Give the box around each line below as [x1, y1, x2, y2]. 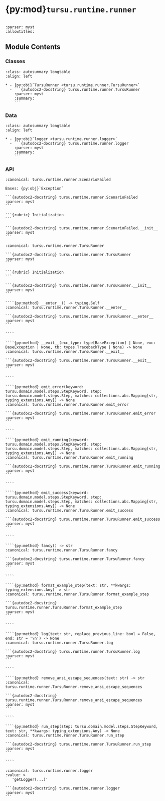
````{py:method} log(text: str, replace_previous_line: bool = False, [5, 632, 156, 637]
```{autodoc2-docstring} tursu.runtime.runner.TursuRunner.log [5, 649, 140, 654]
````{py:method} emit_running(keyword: [5, 438, 89, 443]
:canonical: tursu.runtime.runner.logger [5, 768, 93, 773]
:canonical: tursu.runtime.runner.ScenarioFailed [5, 177, 111, 182]
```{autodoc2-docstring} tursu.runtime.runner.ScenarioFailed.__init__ [5, 226, 158, 231]
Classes [5, 58, 26, 65]
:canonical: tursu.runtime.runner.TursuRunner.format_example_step [5, 592, 149, 597]
